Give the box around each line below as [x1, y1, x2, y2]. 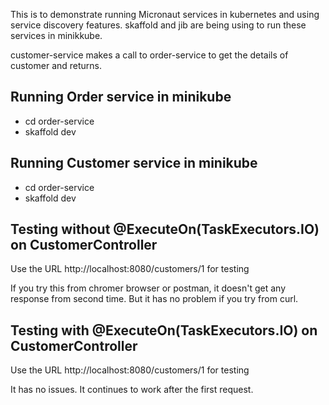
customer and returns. [10, 60, 103, 71]
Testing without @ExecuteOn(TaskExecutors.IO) [10, 221, 320, 238]
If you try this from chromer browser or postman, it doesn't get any [10, 282, 287, 294]
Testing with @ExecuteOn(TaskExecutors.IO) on [10, 322, 318, 339]
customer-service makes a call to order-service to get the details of [10, 49, 289, 61]
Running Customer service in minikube [10, 155, 258, 172]
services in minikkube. [10, 30, 103, 41]
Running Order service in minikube [10, 89, 232, 106]
